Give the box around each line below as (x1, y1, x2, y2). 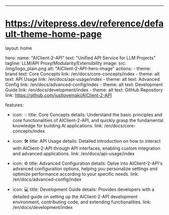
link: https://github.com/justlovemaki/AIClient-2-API (5, 92, 112, 98)
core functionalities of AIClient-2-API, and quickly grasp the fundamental (12, 117, 163, 123)
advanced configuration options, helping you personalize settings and (12, 165, 157, 171)
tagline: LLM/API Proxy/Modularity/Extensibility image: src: (5, 60, 127, 66)
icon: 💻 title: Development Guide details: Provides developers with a (12, 186, 154, 192)
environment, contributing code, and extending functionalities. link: (12, 199, 152, 205)
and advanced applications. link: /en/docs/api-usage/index (12, 150, 135, 156)
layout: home (5, 45, 32, 51)
